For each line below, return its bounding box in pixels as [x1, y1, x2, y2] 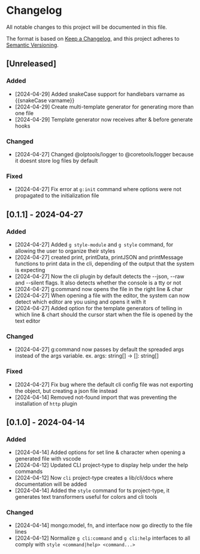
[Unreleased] [6, 59, 57, 69]
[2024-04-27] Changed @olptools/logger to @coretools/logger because [14, 150, 194, 158]
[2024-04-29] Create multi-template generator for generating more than [14, 103, 194, 110]
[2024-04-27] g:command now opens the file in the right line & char [14, 285, 183, 292]
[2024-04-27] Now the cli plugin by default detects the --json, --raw [14, 273, 184, 280]
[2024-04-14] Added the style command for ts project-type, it [14, 487, 169, 494]
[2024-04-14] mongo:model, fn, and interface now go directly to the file [14, 522, 193, 529]
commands [14, 468, 43, 475]
